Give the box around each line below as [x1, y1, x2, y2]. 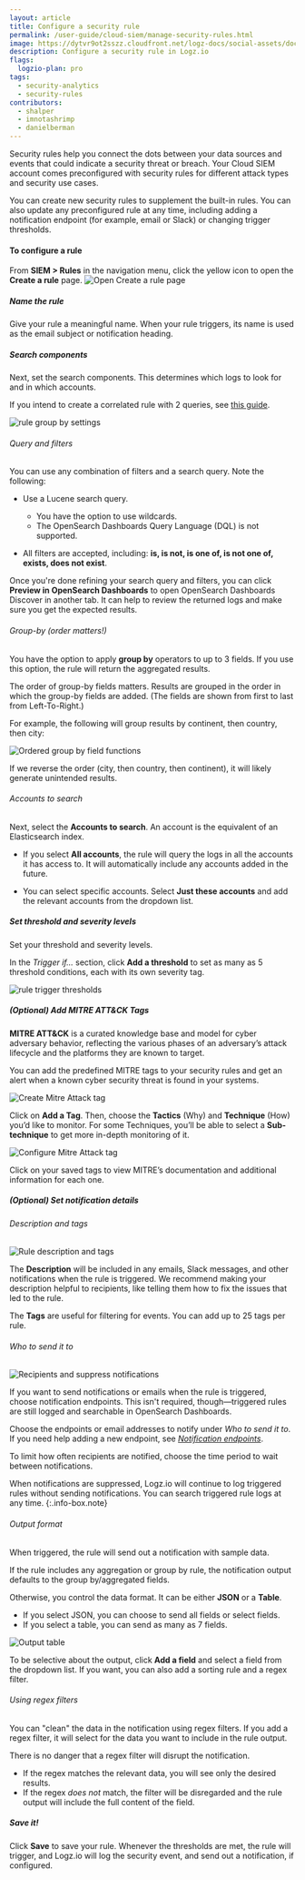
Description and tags [9, 1217, 88, 1229]
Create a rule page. [9, 275, 84, 286]
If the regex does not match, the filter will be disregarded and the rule [22, 1786, 283, 1798]
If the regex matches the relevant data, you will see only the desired [22, 1767, 277, 1778]
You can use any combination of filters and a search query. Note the [9, 466, 265, 477]
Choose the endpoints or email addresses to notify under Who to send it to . [9, 1424, 291, 1435]
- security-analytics [17, 81, 100, 90]
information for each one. [9, 1174, 104, 1184]
